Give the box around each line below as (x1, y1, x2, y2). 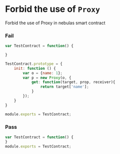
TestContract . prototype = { (5, 61, 63, 66)
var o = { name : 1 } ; (23, 70, 63, 75)
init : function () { (14, 66, 56, 71)
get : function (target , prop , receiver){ (31, 80, 116, 85)
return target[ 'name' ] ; (40, 84, 90, 90)
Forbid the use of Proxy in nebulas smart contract (5, 20, 106, 26)
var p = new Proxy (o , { (23, 75, 71, 80)
